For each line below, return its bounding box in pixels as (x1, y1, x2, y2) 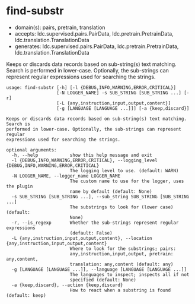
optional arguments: (6, 147, 57, 153)
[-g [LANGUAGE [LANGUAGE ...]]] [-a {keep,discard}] (56, 105, 190, 111)
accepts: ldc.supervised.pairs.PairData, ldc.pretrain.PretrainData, (14, 30, 174, 37)
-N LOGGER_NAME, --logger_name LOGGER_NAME (11, 173, 120, 179)
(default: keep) (6, 292, 46, 298)
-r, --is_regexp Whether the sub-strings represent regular (11, 220, 179, 226)
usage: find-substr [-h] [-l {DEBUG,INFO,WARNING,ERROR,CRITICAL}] (6, 84, 177, 90)
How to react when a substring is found (69, 287, 171, 293)
